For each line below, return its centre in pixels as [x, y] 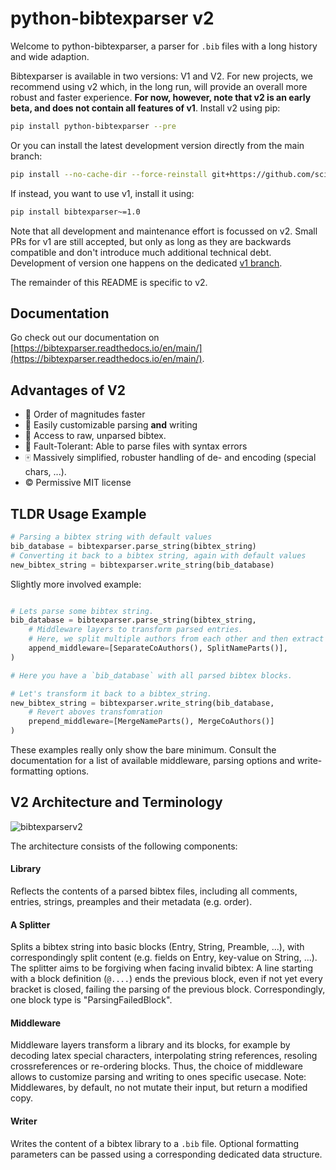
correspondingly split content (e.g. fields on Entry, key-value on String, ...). [164, 958]
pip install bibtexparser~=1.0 [75, 212]
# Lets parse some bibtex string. [82, 611]
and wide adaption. [50, 56]
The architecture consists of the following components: [124, 846]
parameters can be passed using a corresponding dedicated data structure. [166, 1154]
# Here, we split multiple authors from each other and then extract [176, 639]
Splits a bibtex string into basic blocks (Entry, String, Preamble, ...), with [157, 947]
